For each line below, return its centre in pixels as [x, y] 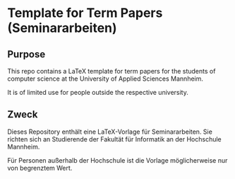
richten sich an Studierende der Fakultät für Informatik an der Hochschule [115, 139]
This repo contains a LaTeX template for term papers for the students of [112, 71]
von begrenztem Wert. [40, 168]
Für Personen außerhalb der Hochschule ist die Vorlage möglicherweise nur [117, 160]
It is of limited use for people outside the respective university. [98, 92]
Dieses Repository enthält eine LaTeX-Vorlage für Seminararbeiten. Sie [110, 132]
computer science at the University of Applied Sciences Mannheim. [105, 79]
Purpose [26, 54]
